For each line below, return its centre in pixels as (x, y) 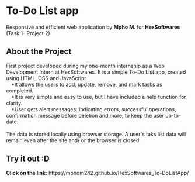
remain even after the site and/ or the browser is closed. (74, 140)
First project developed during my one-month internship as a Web (85, 66)
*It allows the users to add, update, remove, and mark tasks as (87, 84)
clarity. (14, 103)
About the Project (39, 52)
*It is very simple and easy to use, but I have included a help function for (99, 97)
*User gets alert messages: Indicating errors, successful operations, (94, 109)
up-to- (173, 115)
